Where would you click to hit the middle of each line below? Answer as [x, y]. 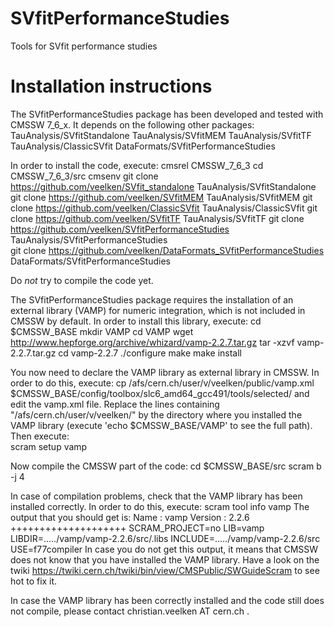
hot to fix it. [34, 581]
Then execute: [40, 436]
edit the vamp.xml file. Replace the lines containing [115, 404]
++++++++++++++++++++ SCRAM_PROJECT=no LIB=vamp [137, 528]
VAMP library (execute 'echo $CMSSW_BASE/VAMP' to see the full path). [161, 425]
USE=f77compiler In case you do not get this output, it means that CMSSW [164, 549]
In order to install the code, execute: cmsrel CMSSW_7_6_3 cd [137, 165]
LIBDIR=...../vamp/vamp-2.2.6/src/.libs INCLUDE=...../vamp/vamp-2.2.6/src [165, 538]
